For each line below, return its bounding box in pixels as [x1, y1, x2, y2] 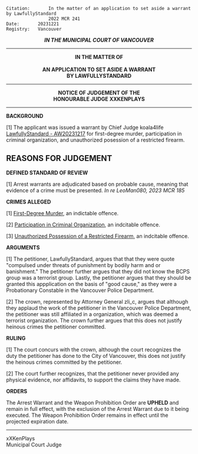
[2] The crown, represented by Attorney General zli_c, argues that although [6, 298, 189, 305]
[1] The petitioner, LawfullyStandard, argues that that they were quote [6, 255, 175, 262]
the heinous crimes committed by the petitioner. [6, 358, 123, 366]
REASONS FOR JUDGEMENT [6, 153, 113, 163]
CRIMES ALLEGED [6, 198, 51, 205]
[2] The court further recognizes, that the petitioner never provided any [6, 370, 179, 377]
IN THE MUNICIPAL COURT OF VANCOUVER [44, 37, 154, 44]
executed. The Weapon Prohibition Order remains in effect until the [6, 412, 169, 419]
